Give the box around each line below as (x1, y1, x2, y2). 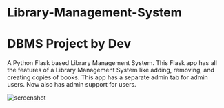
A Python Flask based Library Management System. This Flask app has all (7, 59, 217, 67)
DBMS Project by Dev (7, 36, 132, 52)
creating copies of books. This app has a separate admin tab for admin (7, 73, 208, 81)
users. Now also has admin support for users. (7, 81, 136, 89)
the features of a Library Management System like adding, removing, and (7, 66, 215, 75)
